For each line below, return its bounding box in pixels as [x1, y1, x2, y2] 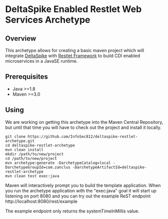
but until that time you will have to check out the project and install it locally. [5, 124, 161, 130]
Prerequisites [5, 73, 48, 81]
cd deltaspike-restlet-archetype [5, 143, 75, 148]
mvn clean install [5, 147, 44, 152]
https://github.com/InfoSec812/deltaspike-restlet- [27, 134, 138, 139]
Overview [5, 34, 37, 43]
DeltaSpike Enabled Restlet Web [5, 4, 142, 15]
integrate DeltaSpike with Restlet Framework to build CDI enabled [5, 53, 140, 59]
